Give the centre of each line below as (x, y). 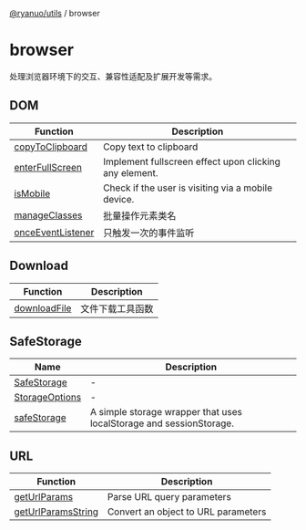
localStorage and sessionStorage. (162, 423)
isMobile (32, 193)
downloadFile (43, 307)
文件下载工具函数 (117, 308)
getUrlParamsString (56, 512)
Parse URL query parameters (169, 497)
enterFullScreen (48, 167)
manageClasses (48, 215)
